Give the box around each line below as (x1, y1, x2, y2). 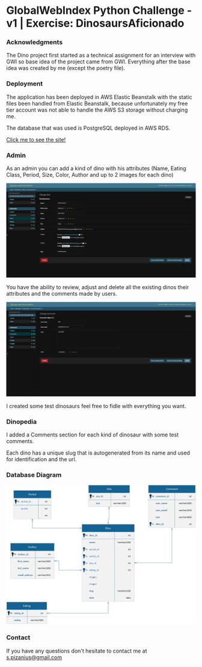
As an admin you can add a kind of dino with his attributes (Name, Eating (6, 165, 186, 172)
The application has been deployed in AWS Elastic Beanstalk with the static (6, 93, 192, 100)
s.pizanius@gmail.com (6, 653, 63, 661)
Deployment (6, 80, 43, 88)
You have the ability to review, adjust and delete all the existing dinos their (6, 283, 189, 290)
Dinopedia (6, 418, 37, 426)
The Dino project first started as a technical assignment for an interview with (6, 52, 196, 59)
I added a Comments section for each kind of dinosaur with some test (6, 431, 179, 438)
